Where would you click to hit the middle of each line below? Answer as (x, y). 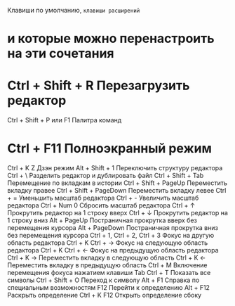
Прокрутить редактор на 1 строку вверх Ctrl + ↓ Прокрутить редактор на (117, 213)
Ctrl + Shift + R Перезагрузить (99, 85)
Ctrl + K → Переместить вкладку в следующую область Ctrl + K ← (107, 258)
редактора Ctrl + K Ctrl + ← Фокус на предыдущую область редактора (113, 250)
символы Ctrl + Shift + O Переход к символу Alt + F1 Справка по (103, 280)
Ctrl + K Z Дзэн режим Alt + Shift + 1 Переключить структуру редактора (115, 168)
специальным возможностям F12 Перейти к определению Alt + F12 (109, 288)
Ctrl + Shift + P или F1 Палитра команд (65, 120)
